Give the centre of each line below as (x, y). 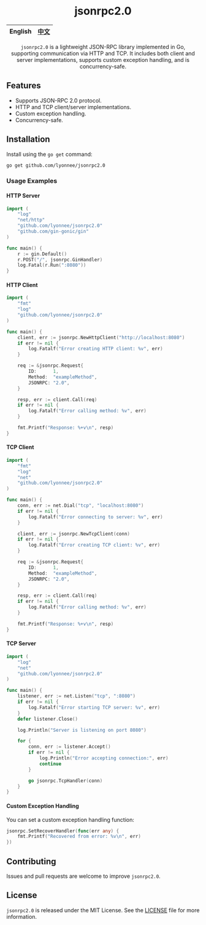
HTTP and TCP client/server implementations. (73, 107)
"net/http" (31, 220)
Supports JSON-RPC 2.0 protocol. (59, 100)
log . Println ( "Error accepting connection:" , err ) (104, 758)
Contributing (31, 862)
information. (22, 916)
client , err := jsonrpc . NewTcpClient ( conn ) (74, 534)
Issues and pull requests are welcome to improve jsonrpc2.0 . (83, 876)
